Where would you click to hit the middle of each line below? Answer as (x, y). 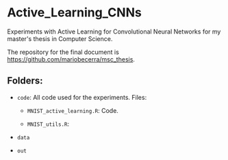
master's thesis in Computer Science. (60, 38)
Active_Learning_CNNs (74, 13)
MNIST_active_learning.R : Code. (73, 110)
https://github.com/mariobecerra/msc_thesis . (71, 59)
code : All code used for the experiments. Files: (82, 97)
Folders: (25, 81)
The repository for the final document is (63, 52)
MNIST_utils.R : (48, 124)
